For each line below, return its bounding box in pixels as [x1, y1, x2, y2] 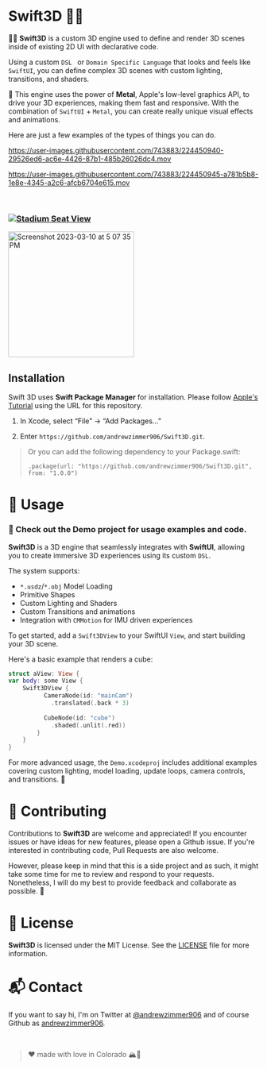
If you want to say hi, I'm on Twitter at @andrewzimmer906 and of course [8, 1009, 250, 1019]
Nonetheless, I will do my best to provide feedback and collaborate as [8, 878, 237, 888]
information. [8, 949, 48, 959]
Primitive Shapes [19, 589, 75, 599]
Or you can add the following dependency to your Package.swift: [27, 447, 241, 457]
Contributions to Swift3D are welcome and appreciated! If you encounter [8, 829, 248, 839]
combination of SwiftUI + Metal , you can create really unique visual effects [8, 106, 253, 116]
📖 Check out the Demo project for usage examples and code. [8, 524, 247, 535]
